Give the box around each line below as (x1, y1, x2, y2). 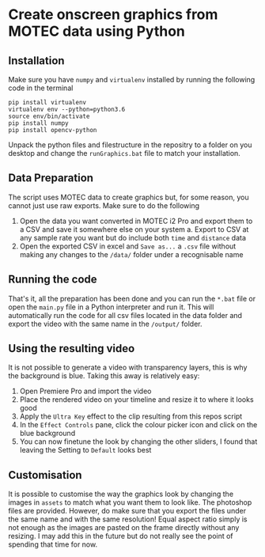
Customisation (8, 468, 82, 482)
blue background (19, 429, 76, 438)
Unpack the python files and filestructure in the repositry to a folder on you (8, 140, 252, 150)
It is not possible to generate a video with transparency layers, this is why (8, 362, 248, 373)
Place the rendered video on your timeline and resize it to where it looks (19, 395, 255, 404)
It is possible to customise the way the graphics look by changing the (8, 489, 234, 499)
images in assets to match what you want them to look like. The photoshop (8, 498, 252, 507)
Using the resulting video (8, 342, 135, 355)
